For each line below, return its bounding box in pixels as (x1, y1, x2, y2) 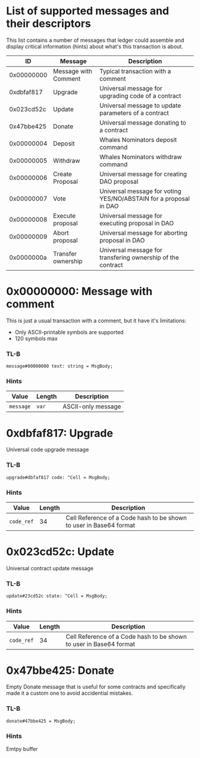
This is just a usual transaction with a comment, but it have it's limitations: (6, 317, 186, 324)
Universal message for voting (99, 187, 182, 195)
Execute (53, 212, 76, 220)
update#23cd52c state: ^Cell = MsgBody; (6, 593, 108, 599)
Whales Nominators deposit (99, 135, 177, 144)
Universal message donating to (99, 118, 186, 126)
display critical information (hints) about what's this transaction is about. (6, 43, 183, 50)
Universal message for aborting (99, 228, 187, 237)
